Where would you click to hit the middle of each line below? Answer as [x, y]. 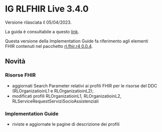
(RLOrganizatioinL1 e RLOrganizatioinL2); [53, 91]
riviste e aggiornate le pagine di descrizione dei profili [66, 124]
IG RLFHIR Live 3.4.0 [47, 9]
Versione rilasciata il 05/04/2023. [38, 22]
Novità [15, 61]
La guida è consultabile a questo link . [42, 31]
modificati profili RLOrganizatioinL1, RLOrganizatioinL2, [67, 96]
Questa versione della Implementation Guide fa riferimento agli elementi [77, 41]
